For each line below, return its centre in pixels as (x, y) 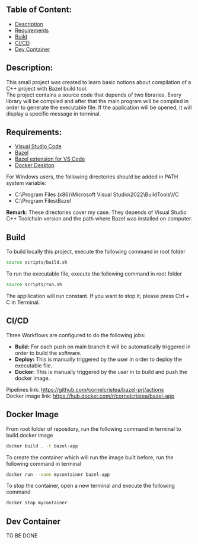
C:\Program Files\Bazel (43, 201)
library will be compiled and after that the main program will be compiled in (98, 101)
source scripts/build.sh (37, 263)
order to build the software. (48, 353)
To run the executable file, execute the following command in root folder (94, 274)
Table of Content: (39, 10)
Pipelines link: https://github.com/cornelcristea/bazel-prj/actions (85, 389)
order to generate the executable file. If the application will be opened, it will (99, 107)
